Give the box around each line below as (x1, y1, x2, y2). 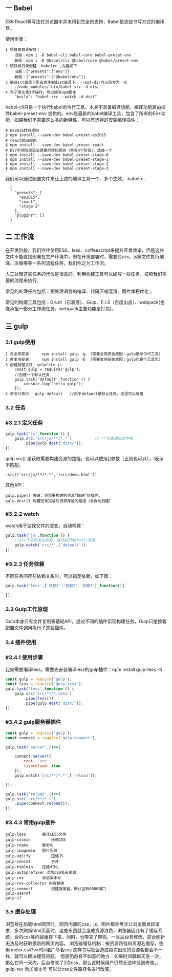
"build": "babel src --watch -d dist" (14, 94, 97, 99)
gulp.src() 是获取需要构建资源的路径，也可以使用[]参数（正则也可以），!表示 (5, 456, 164, 462)
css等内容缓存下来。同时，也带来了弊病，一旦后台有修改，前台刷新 (23, 933, 165, 940)
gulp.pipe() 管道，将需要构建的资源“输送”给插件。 (5, 493, 102, 498)
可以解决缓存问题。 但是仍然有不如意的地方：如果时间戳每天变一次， (18, 953, 164, 959)
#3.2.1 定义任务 (5, 419, 43, 426)
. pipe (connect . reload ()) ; (14, 801, 70, 806)
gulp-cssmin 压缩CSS (5, 837, 66, 842)
